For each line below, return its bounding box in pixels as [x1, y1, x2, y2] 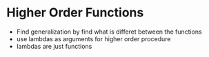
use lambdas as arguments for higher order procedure [16, 34, 171, 43]
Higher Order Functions [6, 5, 144, 21]
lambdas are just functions [16, 42, 92, 50]
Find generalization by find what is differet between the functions [16, 27, 203, 36]
